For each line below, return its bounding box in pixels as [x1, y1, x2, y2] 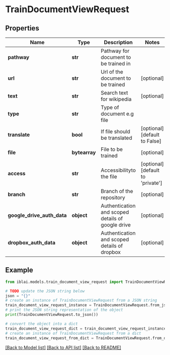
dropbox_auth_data [8, 239, 56, 246]
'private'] [141, 179, 163, 186]
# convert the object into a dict [5, 321, 78, 326]
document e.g [101, 110, 134, 117]
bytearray [71, 149, 96, 156]
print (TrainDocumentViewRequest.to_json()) [5, 312, 99, 317]
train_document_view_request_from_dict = [5, 335, 94, 341]
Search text [101, 89, 128, 96]
